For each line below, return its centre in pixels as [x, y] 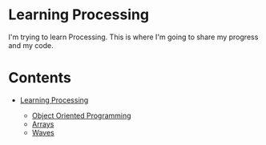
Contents [40, 78]
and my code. [31, 45]
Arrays [43, 124]
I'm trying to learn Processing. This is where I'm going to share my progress [133, 37]
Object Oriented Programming [81, 115]
